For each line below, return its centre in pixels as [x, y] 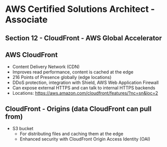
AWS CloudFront [32, 55]
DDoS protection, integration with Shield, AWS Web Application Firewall [85, 82]
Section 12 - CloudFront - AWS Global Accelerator [83, 38]
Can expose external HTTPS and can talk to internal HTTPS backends [84, 88]
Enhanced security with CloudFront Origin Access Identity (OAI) [85, 139]
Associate [27, 20]
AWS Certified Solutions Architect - [80, 9]
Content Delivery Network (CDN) [46, 67]
